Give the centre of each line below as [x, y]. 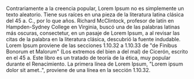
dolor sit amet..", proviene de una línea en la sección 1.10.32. [78, 70]
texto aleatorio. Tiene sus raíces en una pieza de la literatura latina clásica [95, 15]
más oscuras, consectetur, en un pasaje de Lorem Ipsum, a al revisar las [93, 33]
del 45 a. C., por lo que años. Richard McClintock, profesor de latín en [90, 21]
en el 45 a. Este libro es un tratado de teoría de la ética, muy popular [89, 58]
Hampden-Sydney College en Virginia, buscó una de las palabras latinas [93, 27]
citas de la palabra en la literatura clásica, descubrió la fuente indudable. [93, 39]
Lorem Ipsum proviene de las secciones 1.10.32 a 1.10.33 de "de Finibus [91, 45]
